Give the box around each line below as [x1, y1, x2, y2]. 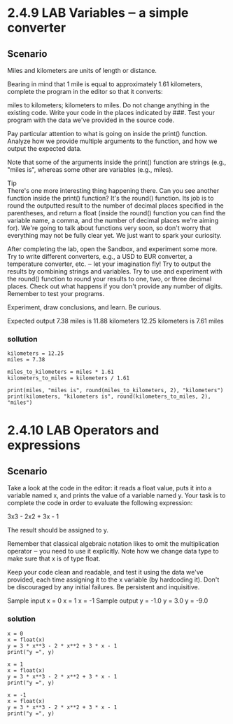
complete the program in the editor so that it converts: [7, 88, 163, 95]
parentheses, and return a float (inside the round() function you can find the [7, 209, 226, 217]
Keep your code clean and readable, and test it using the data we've [7, 568, 204, 577]
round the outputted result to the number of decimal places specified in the [7, 201, 224, 210]
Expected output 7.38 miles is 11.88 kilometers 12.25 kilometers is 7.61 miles [7, 317, 224, 325]
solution [7, 614, 36, 624]
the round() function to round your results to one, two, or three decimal [7, 275, 212, 283]
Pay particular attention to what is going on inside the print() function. [7, 130, 208, 138]
